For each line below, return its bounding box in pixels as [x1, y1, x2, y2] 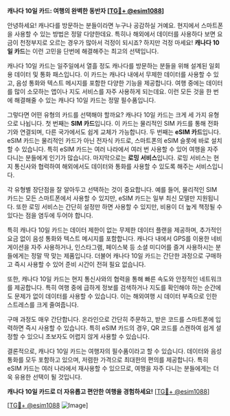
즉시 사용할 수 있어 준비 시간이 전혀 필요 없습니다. [14, 261, 146, 268]
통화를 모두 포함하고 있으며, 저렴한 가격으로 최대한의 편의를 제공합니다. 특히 [7, 355, 209, 364]
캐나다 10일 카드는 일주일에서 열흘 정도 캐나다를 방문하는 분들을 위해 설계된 [7, 62, 208, 69]
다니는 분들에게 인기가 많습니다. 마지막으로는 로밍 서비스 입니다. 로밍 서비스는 [7, 154, 212, 162]
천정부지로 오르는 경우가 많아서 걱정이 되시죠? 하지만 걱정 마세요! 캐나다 [19, 39, 211, 47]
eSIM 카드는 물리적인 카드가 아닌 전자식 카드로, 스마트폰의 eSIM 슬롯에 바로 [7, 137, 210, 144]
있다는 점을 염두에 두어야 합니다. [7, 211, 94, 219]
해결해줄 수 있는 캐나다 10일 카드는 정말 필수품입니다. [14, 96, 157, 104]
